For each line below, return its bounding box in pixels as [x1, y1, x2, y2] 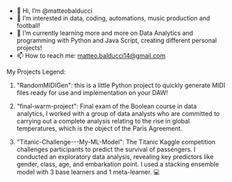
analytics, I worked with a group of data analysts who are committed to [16, 109, 220, 118]
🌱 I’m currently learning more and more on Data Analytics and [16, 29, 194, 37]
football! [16, 22, 41, 29]
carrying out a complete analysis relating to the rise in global [16, 117, 190, 125]
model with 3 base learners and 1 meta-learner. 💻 [16, 168, 160, 176]
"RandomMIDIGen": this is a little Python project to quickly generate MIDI [16, 81, 226, 89]
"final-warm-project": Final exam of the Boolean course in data [16, 102, 197, 110]
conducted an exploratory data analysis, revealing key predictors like [16, 153, 214, 160]
